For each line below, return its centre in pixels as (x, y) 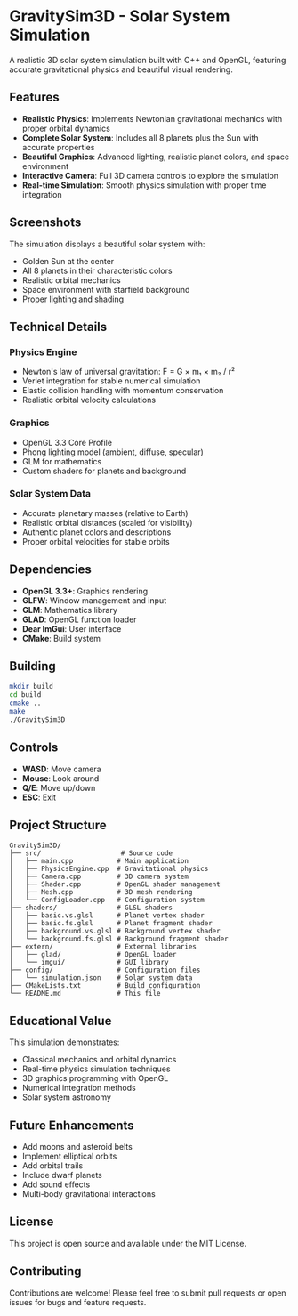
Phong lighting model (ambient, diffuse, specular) (113, 452)
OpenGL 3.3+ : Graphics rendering (85, 591)
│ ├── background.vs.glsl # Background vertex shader (115, 932)
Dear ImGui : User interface (72, 628)
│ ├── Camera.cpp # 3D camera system (99, 877)
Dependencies (50, 570)
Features (34, 97)
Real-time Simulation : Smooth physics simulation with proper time (144, 185)
